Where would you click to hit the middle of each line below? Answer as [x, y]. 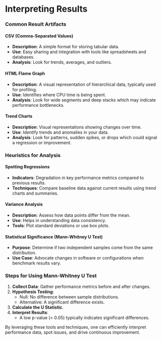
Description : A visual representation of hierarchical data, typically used [84, 84]
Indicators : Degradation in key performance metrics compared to [78, 178]
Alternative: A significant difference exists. [62, 302]
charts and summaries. [35, 193]
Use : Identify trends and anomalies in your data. [60, 132]
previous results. [29, 183]
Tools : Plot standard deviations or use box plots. [61, 226]
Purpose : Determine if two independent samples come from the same [82, 248]
